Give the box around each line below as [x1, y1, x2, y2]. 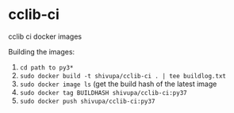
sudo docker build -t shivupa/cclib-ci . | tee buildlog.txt [19, 72, 227, 80]
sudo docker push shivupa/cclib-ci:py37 [19, 97, 155, 105]
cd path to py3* [19, 63, 74, 72]
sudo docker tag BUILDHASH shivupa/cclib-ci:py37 [19, 89, 188, 96]
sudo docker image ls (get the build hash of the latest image [19, 79, 217, 89]
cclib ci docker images [8, 32, 82, 41]
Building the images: [8, 47, 75, 56]
